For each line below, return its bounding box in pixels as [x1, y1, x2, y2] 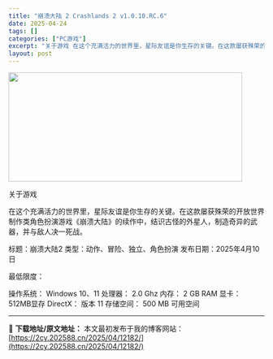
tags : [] [8, 27, 38, 35]
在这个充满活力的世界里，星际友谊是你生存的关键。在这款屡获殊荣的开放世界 [8, 206, 265, 216]
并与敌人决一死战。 [22, 227, 87, 236]
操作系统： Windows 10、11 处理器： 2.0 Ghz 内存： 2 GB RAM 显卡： [8, 289, 241, 298]
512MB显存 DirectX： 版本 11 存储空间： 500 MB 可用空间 [8, 299, 200, 309]
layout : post [8, 50, 53, 58]
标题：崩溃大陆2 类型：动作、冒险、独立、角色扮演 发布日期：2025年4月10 [8, 244, 260, 253]
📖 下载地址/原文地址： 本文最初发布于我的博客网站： [8, 324, 184, 333]
